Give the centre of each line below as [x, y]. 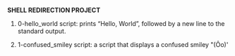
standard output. [42, 31]
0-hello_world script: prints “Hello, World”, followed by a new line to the [121, 23]
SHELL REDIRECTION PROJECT [54, 10]
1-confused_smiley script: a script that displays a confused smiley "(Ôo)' [123, 44]
